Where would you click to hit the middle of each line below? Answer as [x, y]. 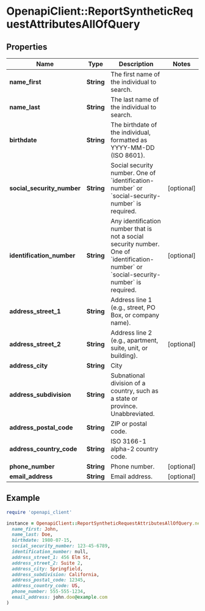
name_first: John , [35, 529]
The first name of [135, 74]
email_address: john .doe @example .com [60, 598]
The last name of [135, 99]
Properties [27, 47]
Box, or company [135, 315]
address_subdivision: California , [56, 574]
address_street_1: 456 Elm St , [52, 557]
